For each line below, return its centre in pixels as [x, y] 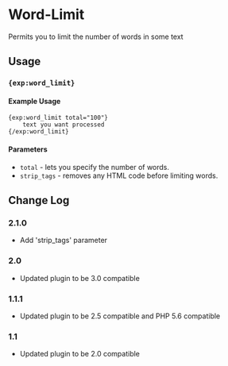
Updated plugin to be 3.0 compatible [80, 278]
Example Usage [35, 101]
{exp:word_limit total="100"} [58, 118]
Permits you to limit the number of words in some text [96, 37]
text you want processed [64, 125]
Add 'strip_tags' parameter [64, 241]
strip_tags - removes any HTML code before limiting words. [119, 175]
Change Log [39, 200]
